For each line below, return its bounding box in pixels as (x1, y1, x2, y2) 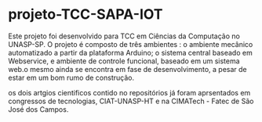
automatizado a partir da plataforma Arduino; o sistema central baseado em (8, 48, 253, 57)
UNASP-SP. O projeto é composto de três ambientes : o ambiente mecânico (8, 39, 253, 48)
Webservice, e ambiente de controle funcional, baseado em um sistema (8, 56, 241, 66)
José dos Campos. (8, 104, 69, 114)
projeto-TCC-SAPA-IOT (8, 5, 163, 23)
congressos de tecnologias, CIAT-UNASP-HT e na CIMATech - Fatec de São (8, 96, 254, 106)
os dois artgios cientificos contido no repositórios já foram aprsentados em (8, 88, 251, 97)
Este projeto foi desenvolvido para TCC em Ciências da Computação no (8, 31, 241, 41)
